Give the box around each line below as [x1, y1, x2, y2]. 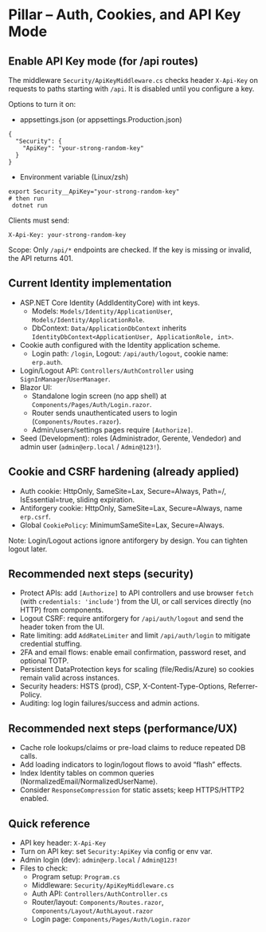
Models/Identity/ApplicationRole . [31, 314, 145, 324]
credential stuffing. [19, 639, 82, 649]
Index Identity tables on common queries [19, 768, 155, 778]
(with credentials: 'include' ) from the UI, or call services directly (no [19, 597, 252, 606]
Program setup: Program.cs [31, 872, 121, 882]
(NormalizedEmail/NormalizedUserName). [19, 776, 158, 787]
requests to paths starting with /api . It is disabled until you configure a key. [8, 84, 255, 93]
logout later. [8, 544, 48, 554]
